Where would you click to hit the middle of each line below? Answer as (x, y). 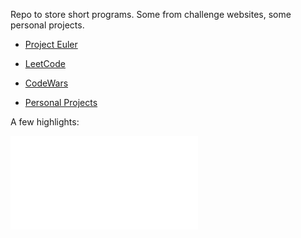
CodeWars (46, 83)
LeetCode (45, 63)
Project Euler (51, 44)
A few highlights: (45, 122)
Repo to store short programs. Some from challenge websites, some (151, 14)
